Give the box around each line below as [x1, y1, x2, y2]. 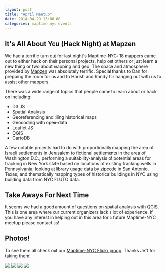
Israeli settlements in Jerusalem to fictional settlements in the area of [5, 150, 146, 156]
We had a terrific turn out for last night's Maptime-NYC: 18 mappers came [5, 53, 156, 59]
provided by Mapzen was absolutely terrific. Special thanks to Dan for [5, 68, 148, 74]
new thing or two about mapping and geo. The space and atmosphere [5, 63, 148, 69]
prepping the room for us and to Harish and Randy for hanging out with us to [5, 74, 162, 80]
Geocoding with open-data [12, 120, 68, 126]
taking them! [5, 253, 31, 259]
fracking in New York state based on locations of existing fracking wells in [5, 161, 156, 167]
